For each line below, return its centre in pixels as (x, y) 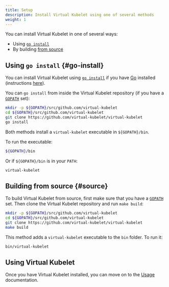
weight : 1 (16, 19)
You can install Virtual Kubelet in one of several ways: (62, 34)
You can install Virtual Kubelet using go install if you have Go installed (80, 78)
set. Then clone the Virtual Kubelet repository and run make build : (75, 204)
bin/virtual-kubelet (27, 246)
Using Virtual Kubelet (40, 263)
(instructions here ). (25, 83)
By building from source (38, 50)
